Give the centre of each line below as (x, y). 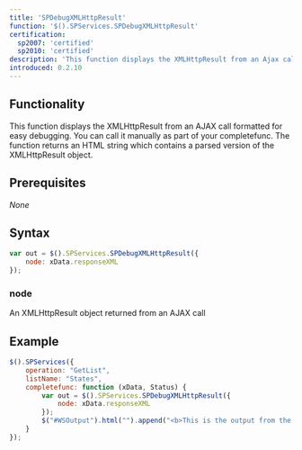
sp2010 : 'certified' (56, 51)
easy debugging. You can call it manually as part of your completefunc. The (150, 135)
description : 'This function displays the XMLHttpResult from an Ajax (144, 59)
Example (34, 342)
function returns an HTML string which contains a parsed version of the (142, 145)
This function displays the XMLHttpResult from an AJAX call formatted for (146, 126)
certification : (38, 34)
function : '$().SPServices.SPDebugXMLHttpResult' (104, 26)
